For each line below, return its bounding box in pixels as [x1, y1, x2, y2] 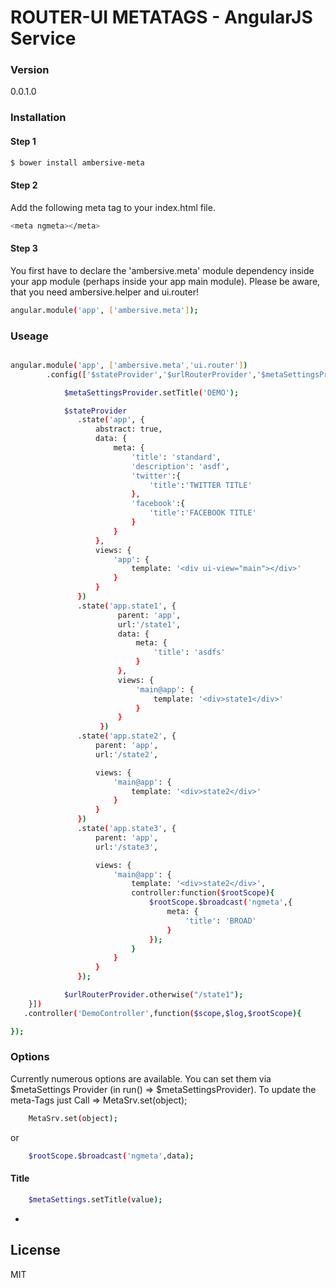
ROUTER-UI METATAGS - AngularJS [10, 6, 313, 29]
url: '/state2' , [95, 749, 159, 760]
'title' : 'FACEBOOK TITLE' [148, 508, 257, 518]
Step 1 [10, 136, 37, 147]
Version [10, 63, 50, 77]
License [10, 1242, 61, 1259]
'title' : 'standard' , [131, 452, 222, 462]
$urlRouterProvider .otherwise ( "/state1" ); [63, 990, 244, 1000]
